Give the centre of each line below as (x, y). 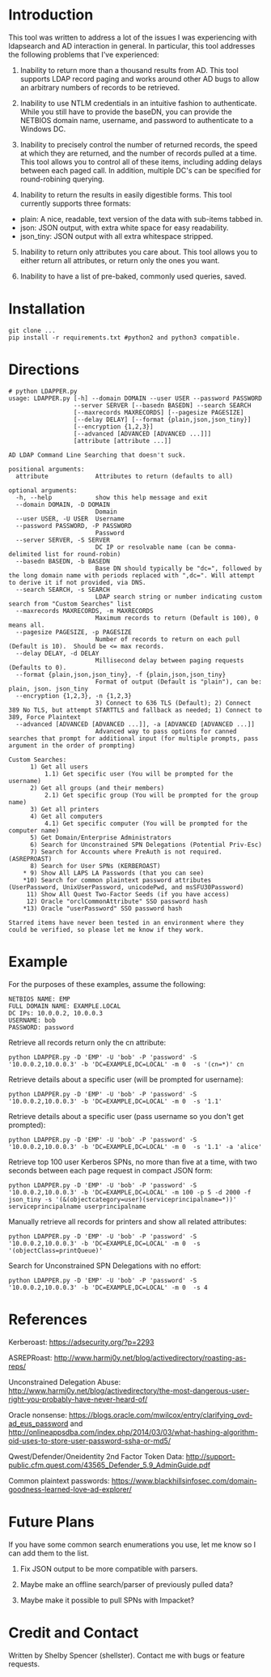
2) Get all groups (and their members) (97, 788)
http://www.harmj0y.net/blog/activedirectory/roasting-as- (150, 1357)
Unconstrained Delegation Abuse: (65, 1381)
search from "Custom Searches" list (70, 604)
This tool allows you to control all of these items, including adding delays (141, 162)
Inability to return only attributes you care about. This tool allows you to (139, 252)
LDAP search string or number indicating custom (179, 597)
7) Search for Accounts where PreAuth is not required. (126, 852)
